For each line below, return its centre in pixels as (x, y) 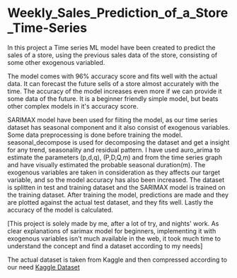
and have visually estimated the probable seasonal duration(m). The (106, 164)
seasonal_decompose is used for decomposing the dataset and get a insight (118, 142)
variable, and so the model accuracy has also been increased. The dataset (116, 180)
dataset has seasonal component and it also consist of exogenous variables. (118, 127)
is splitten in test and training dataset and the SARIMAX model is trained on (117, 187)
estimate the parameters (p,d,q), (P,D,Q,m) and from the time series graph (115, 157)
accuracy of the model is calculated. (60, 210)
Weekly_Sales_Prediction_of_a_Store (118, 13)
